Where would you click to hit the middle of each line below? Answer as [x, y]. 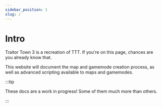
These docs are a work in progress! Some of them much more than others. [81, 91]
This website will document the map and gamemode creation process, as [80, 67]
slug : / [13, 14]
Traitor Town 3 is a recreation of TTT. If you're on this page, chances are [79, 52]
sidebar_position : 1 [27, 10]
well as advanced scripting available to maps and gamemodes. [69, 72]
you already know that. [28, 58]
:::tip [10, 82]
